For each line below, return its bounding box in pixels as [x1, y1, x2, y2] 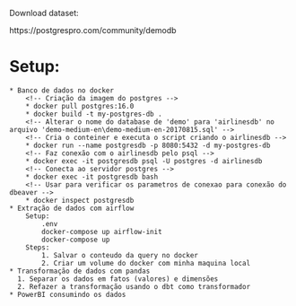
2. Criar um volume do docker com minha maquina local [41, 258, 251, 267]
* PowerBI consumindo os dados [9, 290, 126, 299]
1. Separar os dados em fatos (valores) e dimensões [17, 274, 219, 284]
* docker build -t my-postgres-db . [25, 109, 163, 118]
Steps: [25, 242, 50, 252]
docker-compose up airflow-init [41, 227, 163, 236]
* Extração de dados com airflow [9, 204, 135, 213]
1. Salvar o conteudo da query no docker [41, 250, 199, 259]
